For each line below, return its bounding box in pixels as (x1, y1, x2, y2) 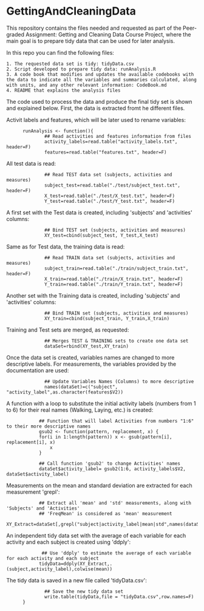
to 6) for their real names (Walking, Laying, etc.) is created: (6, 406, 154, 414)
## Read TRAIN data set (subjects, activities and (44, 254, 175, 261)
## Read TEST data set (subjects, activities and (44, 171, 172, 177)
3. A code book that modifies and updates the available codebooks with (6, 71, 194, 77)
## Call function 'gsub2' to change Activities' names (38, 460, 181, 466)
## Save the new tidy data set (44, 588, 123, 595)
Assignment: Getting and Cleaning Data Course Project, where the (25, 30, 191, 38)
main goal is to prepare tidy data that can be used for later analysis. (6, 37, 175, 44)
